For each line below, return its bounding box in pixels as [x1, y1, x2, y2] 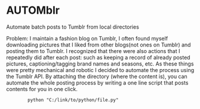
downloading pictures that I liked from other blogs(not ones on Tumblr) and [6, 41, 191, 48]
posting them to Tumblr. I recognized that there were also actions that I [6, 47, 180, 54]
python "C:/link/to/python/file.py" [27, 96, 119, 103]
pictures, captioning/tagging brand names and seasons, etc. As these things [6, 60, 194, 67]
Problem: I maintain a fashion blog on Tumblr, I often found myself [6, 35, 168, 42]
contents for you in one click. [6, 85, 78, 92]
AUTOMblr [6, 4, 60, 17]
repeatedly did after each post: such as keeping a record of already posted [6, 54, 190, 61]
